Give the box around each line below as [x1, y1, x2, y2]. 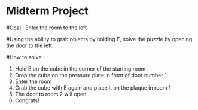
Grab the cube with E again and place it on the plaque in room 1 [14, 84, 171, 91]
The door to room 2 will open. [14, 90, 89, 97]
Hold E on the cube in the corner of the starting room [14, 65, 146, 72]
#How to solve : [6, 53, 45, 60]
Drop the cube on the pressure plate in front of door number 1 [14, 71, 167, 78]
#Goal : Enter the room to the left [6, 24, 87, 31]
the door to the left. [6, 42, 54, 49]
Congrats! [14, 97, 40, 104]
